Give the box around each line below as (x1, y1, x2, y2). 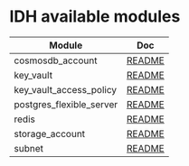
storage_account (14, 127, 86, 140)
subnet (14, 142, 43, 154)
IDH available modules (9, 6, 181, 27)
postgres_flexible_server (14, 97, 118, 110)
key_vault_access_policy (14, 83, 118, 96)
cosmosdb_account (14, 54, 98, 67)
